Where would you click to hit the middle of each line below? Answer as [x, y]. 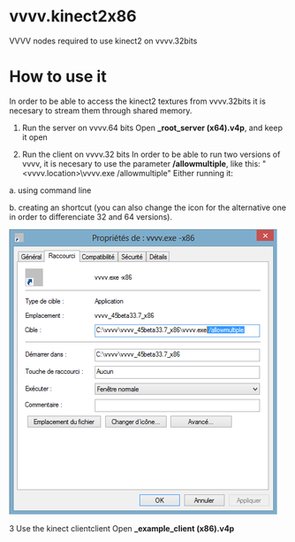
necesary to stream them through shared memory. [101, 110]
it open [35, 137]
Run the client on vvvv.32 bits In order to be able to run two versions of [151, 154]
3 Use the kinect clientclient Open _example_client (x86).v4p [122, 528]
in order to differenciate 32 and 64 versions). [91, 217]
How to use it [58, 77]
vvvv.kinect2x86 [73, 16]
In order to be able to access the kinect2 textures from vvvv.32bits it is [138, 101]
